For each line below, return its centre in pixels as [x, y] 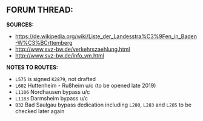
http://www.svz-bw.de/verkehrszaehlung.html [72, 49]
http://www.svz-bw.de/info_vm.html [60, 55]
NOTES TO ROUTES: [32, 67]
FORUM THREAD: [40, 10]
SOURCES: [20, 24]
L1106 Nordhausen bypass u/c [52, 92]
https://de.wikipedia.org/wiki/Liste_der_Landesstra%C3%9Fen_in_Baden [106, 36]
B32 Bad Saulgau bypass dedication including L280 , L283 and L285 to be [103, 105]
